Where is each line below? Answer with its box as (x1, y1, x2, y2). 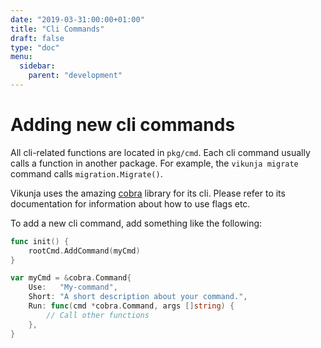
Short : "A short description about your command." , (28, 292, 248, 302)
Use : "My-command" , (28, 282, 118, 293)
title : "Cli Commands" (10, 24, 105, 34)
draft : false (10, 33, 65, 43)
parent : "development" (28, 71, 123, 81)
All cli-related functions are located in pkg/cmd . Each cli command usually (10, 146, 311, 158)
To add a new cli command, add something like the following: (10, 217, 263, 229)
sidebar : (19, 61, 56, 71)
